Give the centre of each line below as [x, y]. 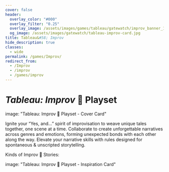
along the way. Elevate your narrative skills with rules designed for [74, 139]
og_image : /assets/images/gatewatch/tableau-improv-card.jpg [75, 33]
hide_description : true [30, 43]
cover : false [19, 10]
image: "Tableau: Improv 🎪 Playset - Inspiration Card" [61, 164]
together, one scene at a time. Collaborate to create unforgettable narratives [84, 129]
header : [13, 15]
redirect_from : [21, 61]
